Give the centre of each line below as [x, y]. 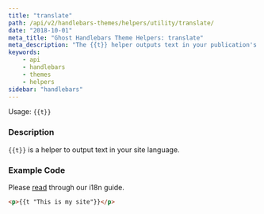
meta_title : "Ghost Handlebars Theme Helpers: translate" [106, 38]
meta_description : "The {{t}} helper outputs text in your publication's [133, 45]
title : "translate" [40, 15]
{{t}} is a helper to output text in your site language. [94, 149]
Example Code [37, 170]
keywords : [25, 52]
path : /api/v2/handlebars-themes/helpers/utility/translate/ [111, 23]
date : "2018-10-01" [40, 30]
